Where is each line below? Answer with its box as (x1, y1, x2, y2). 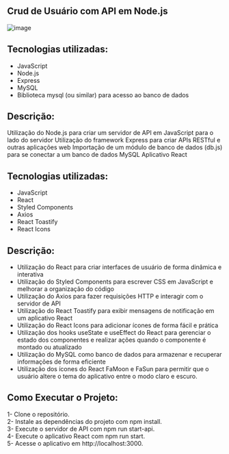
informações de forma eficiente (16, 357, 106, 366)
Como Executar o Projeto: (7, 392, 118, 403)
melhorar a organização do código (16, 285, 115, 293)
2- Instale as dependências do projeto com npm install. (7, 417, 163, 425)
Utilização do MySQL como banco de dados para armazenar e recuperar (16, 351, 222, 359)
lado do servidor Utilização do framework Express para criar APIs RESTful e (7, 136, 221, 144)
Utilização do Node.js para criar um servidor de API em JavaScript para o (7, 129, 214, 137)
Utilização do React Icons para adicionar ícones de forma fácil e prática (16, 321, 219, 329)
